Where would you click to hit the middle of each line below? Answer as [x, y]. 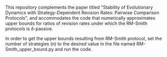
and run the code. [74, 49]
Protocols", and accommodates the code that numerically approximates [80, 18]
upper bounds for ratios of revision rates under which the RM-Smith [76, 23]
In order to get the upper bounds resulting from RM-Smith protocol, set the [83, 38]
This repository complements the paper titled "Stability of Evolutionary [79, 7]
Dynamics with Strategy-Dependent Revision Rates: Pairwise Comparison [82, 13]
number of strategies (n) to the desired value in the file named [71, 44]
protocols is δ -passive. [29, 29]
